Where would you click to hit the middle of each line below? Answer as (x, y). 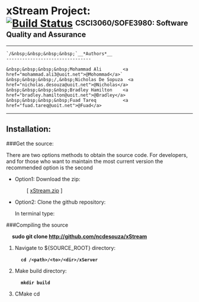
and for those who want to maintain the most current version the (85, 161)
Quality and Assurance (46, 34)
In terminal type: (35, 213)
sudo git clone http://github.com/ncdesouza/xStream (79, 236)
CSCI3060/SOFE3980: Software (131, 23)
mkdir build (35, 282)
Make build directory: (41, 271)
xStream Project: (48, 11)
